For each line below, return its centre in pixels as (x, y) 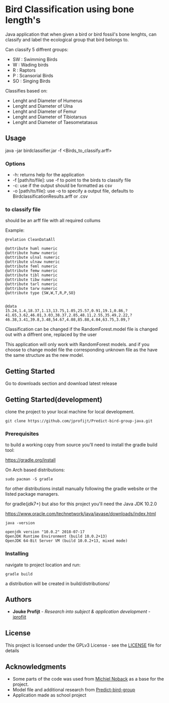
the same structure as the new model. (45, 355)
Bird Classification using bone (70, 9)
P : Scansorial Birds (33, 75)
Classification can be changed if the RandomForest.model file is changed (81, 329)
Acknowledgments (36, 667)
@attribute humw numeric (31, 253)
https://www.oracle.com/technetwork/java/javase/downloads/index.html (81, 514)
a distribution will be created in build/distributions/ (58, 584)
